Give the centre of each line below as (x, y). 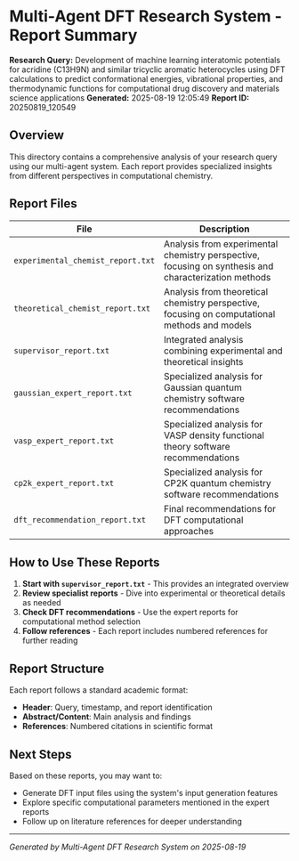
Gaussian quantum (203, 387)
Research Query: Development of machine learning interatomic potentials (145, 60)
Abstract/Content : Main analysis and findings (106, 717)
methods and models (207, 325)
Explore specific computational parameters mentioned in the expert (145, 802)
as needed (41, 603)
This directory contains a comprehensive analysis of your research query (143, 157)
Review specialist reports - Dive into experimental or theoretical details (154, 593)
